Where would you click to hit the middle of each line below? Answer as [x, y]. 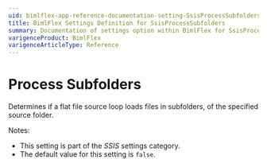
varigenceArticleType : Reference [64, 45]
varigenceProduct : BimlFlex [55, 38]
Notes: [19, 130]
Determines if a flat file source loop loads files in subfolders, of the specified [133, 107]
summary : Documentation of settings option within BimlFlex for [117, 30]
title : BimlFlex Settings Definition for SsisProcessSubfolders [117, 23]
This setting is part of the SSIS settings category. [100, 146]
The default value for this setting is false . [88, 154]
